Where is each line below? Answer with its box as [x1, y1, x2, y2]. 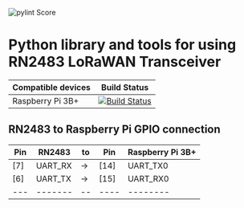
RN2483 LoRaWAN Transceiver [8, 53, 222, 71]
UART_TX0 [128, 160, 169, 171]
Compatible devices [12, 81, 91, 92]
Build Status [101, 81, 149, 92]
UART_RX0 [128, 173, 169, 184]
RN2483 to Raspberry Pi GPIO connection [8, 123, 221, 137]
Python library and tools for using [8, 36, 237, 54]
